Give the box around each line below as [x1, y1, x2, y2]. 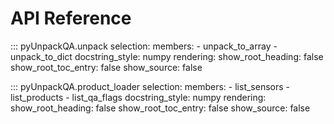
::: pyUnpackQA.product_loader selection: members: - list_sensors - [10, 80, 291, 92]
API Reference [10, 7, 132, 30]
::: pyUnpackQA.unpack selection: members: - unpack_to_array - [10, 40, 278, 52]
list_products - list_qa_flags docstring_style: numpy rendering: [10, 91, 267, 103]
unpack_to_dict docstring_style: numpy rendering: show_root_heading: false [10, 50, 324, 62]
